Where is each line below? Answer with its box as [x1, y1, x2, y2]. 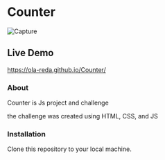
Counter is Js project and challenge [7, 98, 109, 107]
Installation [7, 129, 46, 139]
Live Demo [7, 47, 54, 59]
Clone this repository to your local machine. [7, 145, 132, 153]
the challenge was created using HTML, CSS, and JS [7, 112, 158, 121]
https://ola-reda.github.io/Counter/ [7, 65, 106, 73]
